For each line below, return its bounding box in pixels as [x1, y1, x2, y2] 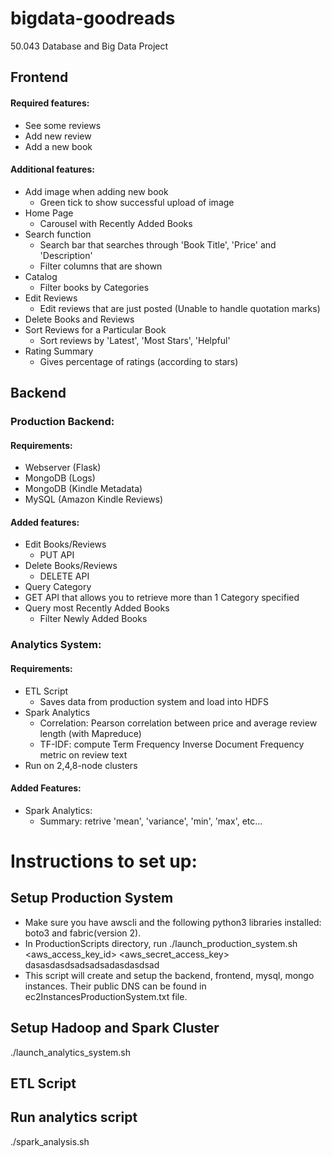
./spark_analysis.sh [10, 1135, 90, 1147]
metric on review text [39, 748, 128, 761]
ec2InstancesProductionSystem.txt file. [24, 990, 188, 1002]
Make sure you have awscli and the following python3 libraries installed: [24, 916, 322, 928]
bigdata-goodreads [10, 7, 176, 30]
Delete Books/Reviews [24, 560, 118, 572]
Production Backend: [10, 415, 115, 429]
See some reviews [24, 119, 102, 131]
